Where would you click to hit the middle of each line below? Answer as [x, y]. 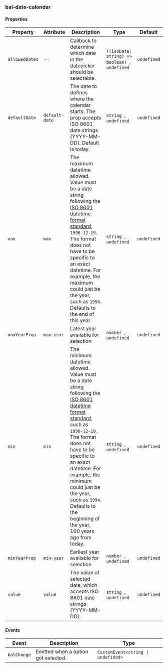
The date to [83, 86]
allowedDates [23, 59]
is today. [80, 149]
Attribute [54, 32]
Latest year [83, 329]
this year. [81, 321]
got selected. [51, 658]
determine [82, 47]
